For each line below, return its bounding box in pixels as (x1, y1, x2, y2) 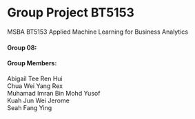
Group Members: (7, 59, 57, 67)
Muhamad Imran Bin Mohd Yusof (7, 89, 101, 97)
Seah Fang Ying (7, 103, 52, 111)
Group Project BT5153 (7, 5, 134, 21)
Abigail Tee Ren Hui (7, 74, 63, 83)
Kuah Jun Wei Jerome (7, 96, 70, 105)
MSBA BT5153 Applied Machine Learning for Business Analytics (7, 28, 188, 36)
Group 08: (7, 43, 37, 52)
